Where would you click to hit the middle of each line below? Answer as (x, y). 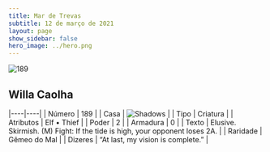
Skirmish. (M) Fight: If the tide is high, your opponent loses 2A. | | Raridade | (135, 131)
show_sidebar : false (43, 38)
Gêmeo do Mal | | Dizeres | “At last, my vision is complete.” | (109, 139)
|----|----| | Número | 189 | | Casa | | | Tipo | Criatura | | (121, 113)
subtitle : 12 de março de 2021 (61, 23)
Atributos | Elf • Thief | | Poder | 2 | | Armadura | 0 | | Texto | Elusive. (122, 122)
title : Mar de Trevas (45, 16)
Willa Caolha (41, 94)
